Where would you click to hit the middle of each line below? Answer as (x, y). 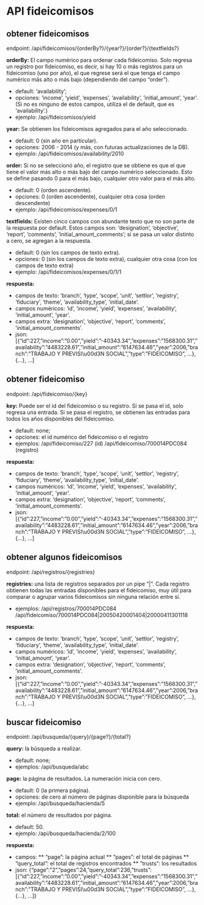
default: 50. (30, 827)
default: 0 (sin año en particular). (56, 141)
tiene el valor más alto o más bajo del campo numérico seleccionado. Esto (100, 172)
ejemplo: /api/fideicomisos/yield (55, 117)
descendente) (33, 203)
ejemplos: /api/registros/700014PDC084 (66, 608)
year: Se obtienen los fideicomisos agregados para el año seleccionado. (97, 129)
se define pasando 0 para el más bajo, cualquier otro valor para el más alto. (101, 178)
